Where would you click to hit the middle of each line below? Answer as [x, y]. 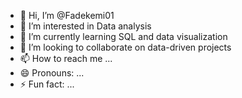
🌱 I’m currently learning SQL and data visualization [123, 36]
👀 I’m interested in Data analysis [85, 26]
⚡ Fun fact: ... [47, 84]
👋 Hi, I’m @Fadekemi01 [67, 15]
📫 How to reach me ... [66, 58]
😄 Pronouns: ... [52, 73]
